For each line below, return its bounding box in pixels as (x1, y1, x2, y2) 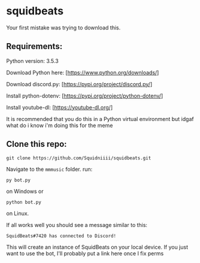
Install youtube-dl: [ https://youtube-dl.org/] (6, 104, 113, 111)
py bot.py (6, 177, 31, 183)
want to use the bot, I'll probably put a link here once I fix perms (6, 250, 164, 257)
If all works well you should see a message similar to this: (6, 221, 148, 228)
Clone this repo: (6, 139, 67, 149)
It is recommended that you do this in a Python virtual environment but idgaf (6, 115, 194, 122)
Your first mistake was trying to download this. (6, 24, 121, 31)
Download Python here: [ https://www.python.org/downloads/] (6, 69, 159, 76)
